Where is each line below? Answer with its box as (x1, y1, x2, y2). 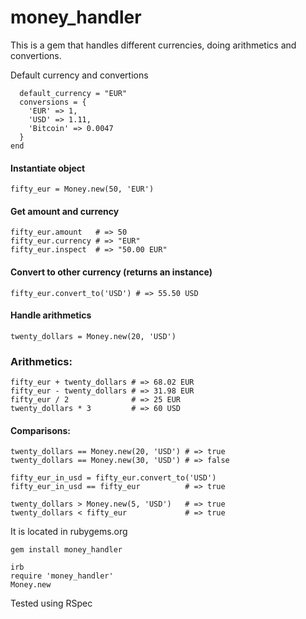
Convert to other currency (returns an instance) (10, 266, 213, 278)
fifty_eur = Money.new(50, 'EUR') (10, 184, 155, 195)
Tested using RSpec (10, 597, 93, 610)
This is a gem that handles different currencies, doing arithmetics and (10, 39, 297, 51)
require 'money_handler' (10, 571, 114, 581)
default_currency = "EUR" (19, 88, 128, 98)
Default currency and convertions (10, 69, 149, 81)
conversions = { (19, 97, 87, 107)
